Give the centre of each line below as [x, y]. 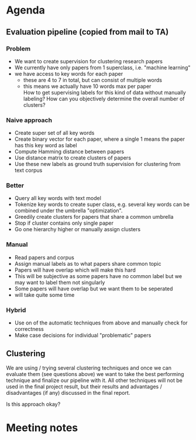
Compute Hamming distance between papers [69, 152]
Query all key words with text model [58, 198]
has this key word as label [46, 145]
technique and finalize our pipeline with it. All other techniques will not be [94, 380]
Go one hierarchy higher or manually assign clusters [78, 229]
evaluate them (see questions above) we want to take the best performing [95, 374]
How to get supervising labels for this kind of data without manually [104, 92]
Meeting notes [42, 428]
